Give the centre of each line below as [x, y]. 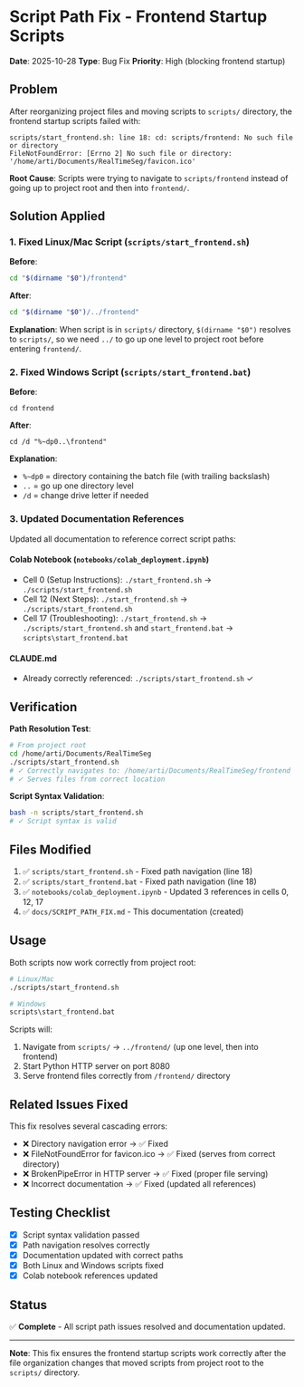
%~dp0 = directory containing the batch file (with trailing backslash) [146, 477]
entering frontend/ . [46, 349]
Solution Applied [57, 216]
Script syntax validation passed [81, 1235]
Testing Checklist [60, 1213]
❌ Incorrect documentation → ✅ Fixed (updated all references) [139, 1184]
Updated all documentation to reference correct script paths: [123, 539]
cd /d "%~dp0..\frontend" [58, 442]
